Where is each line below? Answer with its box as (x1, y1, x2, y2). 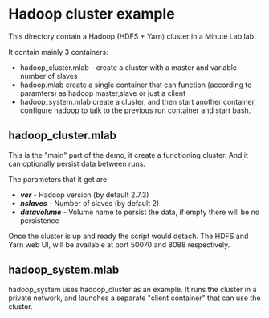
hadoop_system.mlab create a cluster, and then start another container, (19, 97, 257, 106)
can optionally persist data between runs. (8, 159, 146, 168)
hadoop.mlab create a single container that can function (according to (19, 80, 252, 89)
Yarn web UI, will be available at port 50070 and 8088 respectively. (8, 239, 230, 250)
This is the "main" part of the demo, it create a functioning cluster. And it (8, 150, 249, 159)
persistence (19, 215, 60, 225)
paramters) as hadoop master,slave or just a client (19, 88, 186, 97)
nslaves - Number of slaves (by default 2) (19, 198, 160, 208)
